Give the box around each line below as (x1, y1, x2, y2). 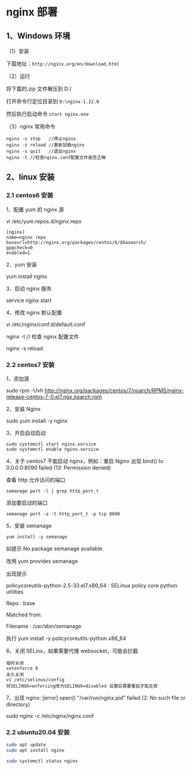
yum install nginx (6, 272, 47, 280)
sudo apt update (6, 742, 46, 748)
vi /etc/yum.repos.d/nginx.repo (6, 217, 82, 225)
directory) (6, 701, 31, 708)
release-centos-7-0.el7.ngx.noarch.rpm (6, 393, 102, 400)
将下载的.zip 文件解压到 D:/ (6, 85, 72, 92)
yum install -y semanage (6, 534, 67, 540)
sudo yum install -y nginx (6, 417, 68, 424)
